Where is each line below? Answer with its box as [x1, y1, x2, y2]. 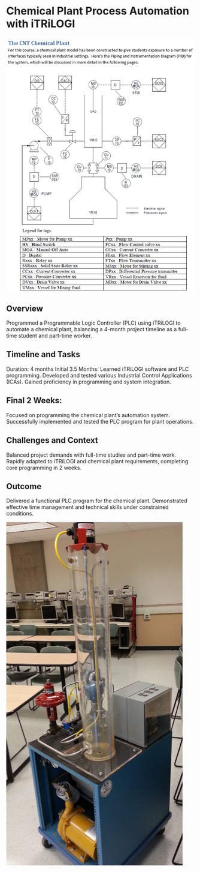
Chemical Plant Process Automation [6, 4, 190, 18]
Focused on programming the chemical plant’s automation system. [6, 411, 171, 418]
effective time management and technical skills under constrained [6, 504, 169, 511]
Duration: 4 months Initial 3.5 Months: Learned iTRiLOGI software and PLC [6, 365, 189, 373]
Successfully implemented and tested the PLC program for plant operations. [6, 418, 194, 425]
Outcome [6, 481, 42, 492]
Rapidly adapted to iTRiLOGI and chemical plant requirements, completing [6, 457, 189, 465]
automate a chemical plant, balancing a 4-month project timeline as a [6, 326, 177, 333]
